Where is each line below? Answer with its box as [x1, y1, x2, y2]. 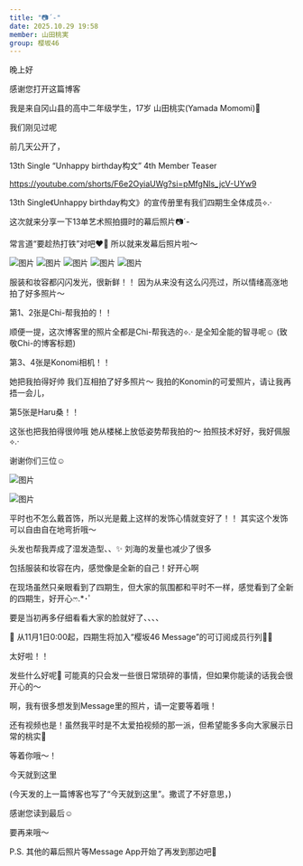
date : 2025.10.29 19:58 [9, 22, 99, 31]
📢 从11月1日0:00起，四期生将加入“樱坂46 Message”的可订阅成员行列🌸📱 [9, 632, 273, 643]
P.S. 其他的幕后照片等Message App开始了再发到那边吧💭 [9, 846, 217, 857]
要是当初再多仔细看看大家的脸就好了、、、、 [9, 612, 164, 624]
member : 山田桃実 [9, 30, 69, 39]
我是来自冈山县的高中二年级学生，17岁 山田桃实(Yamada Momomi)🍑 [9, 103, 262, 114]
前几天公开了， [9, 141, 65, 152]
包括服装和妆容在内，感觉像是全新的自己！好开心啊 [9, 562, 199, 574]
